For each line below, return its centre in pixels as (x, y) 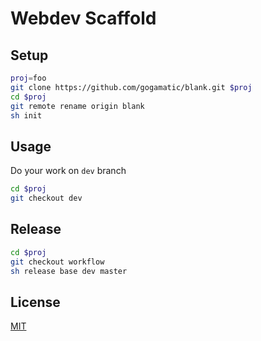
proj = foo (28, 78)
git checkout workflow (57, 262)
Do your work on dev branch (68, 171)
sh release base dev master (69, 271)
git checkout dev (46, 198)
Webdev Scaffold (83, 18)
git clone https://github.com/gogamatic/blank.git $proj (131, 87)
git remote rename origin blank (77, 106)
